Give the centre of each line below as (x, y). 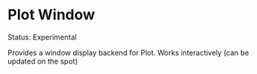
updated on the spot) (43, 61)
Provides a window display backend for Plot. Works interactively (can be (128, 52)
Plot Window (51, 15)
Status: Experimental (42, 37)
